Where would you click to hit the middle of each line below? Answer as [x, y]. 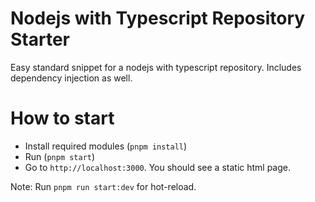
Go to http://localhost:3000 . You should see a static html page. [158, 167]
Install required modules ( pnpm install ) [106, 146]
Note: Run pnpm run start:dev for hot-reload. [103, 186]
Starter [40, 39]
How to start [62, 118]
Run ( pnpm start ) [60, 156]
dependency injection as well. [71, 78]
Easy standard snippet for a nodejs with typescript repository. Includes [156, 67]
